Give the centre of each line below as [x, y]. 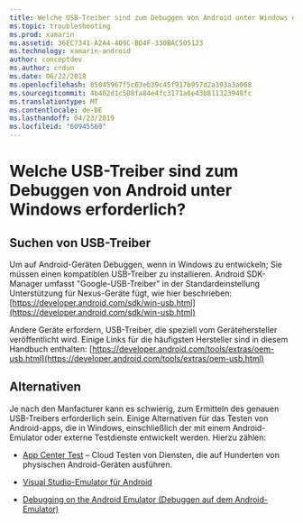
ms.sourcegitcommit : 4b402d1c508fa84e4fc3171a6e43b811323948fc [131, 93]
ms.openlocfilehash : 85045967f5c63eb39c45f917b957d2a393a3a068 [131, 85]
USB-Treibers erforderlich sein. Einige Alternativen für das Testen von [139, 418]
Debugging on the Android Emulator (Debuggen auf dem [127, 499]
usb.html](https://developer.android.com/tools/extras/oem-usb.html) [137, 358]
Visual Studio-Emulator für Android [87, 482]
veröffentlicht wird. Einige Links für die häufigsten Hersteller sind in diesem [149, 339]
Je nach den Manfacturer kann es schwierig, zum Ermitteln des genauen [144, 408]
